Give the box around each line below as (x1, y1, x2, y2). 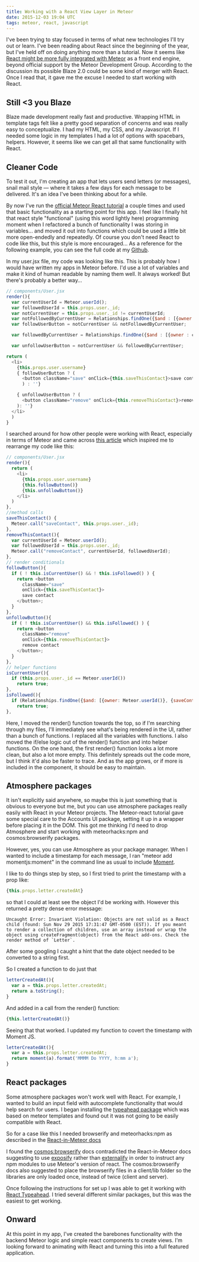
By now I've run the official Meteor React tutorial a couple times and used (6, 202, 185, 209)
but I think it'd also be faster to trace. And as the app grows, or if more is (6, 757, 183, 764)
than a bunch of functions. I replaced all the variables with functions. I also (6, 732, 188, 739)
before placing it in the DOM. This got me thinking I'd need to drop (6, 822, 168, 829)
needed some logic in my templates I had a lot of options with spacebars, (6, 132, 185, 140)
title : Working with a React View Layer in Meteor (6, 8, 134, 15)
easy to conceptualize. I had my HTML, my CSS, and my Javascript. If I (6, 126, 179, 133)
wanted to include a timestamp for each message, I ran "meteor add (6, 852, 173, 860)
